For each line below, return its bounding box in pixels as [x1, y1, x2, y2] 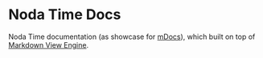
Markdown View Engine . [8, 40, 89, 49]
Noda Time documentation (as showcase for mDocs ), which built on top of [8, 32, 256, 41]
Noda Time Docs [8, 6, 121, 24]
